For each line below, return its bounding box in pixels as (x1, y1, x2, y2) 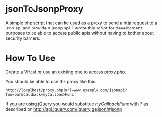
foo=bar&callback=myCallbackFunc (5, 92, 74, 97)
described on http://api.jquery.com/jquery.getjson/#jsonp (5, 106, 122, 112)
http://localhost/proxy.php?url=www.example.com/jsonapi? (5, 88, 127, 93)
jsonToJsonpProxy (5, 3, 84, 15)
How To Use (5, 53, 56, 64)
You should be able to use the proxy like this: (5, 78, 97, 84)
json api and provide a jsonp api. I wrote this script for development (5, 25, 142, 30)
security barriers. (5, 35, 41, 41)
